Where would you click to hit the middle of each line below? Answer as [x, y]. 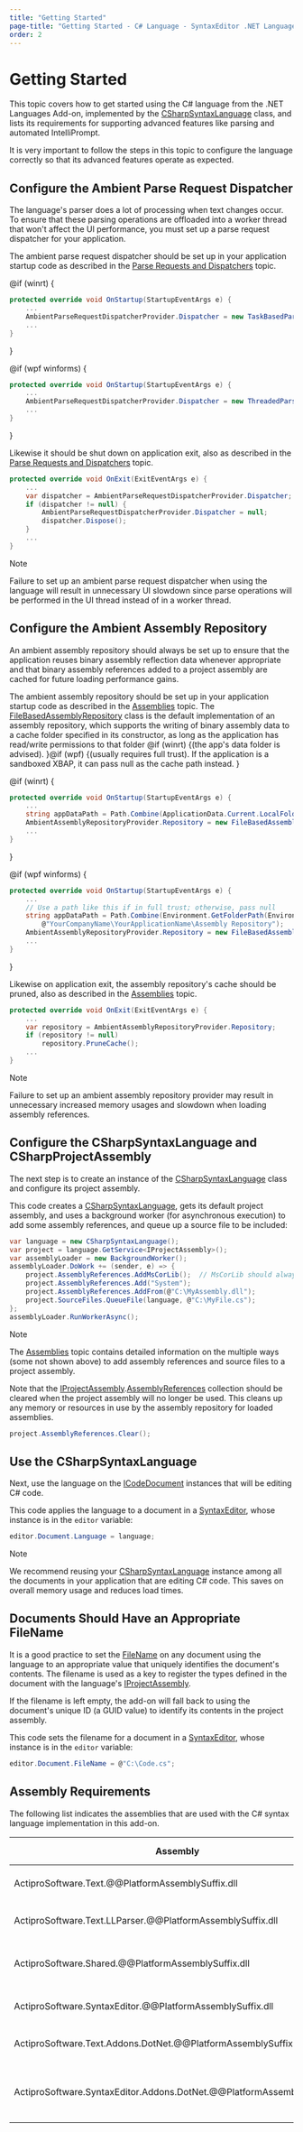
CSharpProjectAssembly [80, 1157]
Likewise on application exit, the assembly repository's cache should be [143, 983]
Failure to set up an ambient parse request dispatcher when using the [138, 581]
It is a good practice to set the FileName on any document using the [135, 1654]
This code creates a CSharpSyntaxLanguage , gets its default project [136, 1205]
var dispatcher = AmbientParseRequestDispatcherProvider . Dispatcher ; [159, 496]
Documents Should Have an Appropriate [125, 1619]
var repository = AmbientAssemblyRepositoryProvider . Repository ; [151, 1027]
